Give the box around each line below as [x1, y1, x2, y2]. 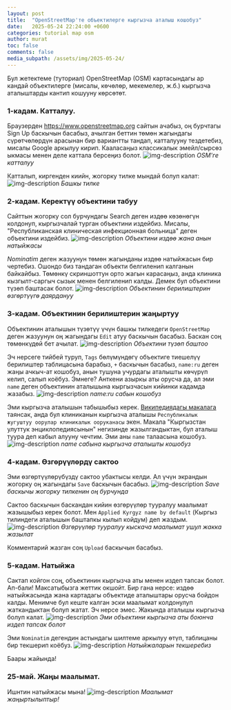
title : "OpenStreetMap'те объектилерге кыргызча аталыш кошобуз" [7, 17, 202, 24]
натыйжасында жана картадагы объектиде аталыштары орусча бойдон [7, 591, 219, 599]
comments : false [7, 49, 54, 56]
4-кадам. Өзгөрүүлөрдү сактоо [7, 457, 119, 467]
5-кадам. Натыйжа [7, 561, 75, 570]
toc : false [7, 42, 39, 49]
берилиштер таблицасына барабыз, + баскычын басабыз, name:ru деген [7, 360, 219, 368]
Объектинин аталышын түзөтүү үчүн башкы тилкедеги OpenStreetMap [7, 324, 210, 333]
